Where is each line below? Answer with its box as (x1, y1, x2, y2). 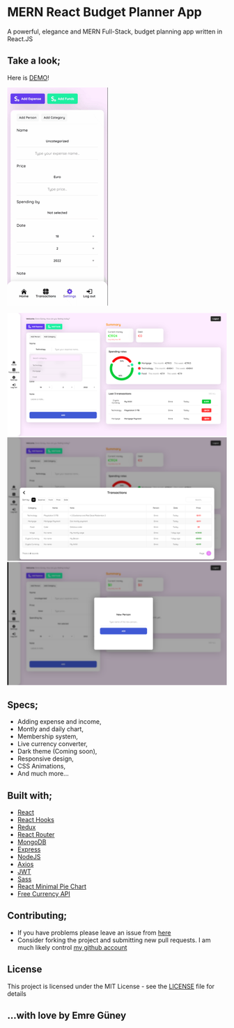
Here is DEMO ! (7, 73, 50, 82)
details (7, 989, 26, 998)
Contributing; (7, 910, 68, 922)
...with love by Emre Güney (7, 1009, 127, 1021)
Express (17, 845, 41, 854)
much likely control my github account (17, 943, 127, 951)
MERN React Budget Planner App (7, 4, 202, 20)
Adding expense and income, (17, 717, 102, 726)
